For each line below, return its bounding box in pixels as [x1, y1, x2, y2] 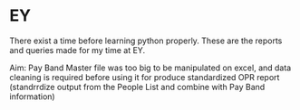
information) [9, 91, 56, 102]
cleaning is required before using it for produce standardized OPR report [9, 71, 280, 82]
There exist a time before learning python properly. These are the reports [9, 35, 283, 46]
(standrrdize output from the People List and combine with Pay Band [9, 81, 266, 92]
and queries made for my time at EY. [9, 44, 146, 55]
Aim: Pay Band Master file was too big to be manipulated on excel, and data [9, 62, 292, 73]
